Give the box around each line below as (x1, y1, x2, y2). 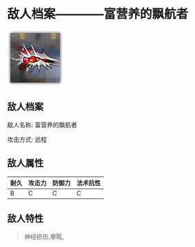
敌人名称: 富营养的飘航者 (7, 120, 77, 129)
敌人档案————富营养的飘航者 (7, 6, 189, 22)
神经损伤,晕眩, (23, 232, 64, 241)
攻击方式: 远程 (7, 135, 47, 143)
